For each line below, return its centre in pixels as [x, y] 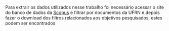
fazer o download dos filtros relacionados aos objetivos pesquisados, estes [84, 18]
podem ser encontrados [30, 23]
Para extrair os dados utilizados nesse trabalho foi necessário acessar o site [85, 7]
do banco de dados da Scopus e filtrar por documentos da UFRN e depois [83, 12]
